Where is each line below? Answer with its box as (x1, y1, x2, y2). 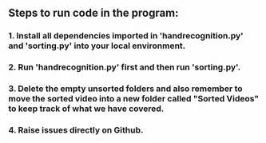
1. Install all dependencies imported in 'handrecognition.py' (8, 30, 244, 42)
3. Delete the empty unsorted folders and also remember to (8, 83, 243, 94)
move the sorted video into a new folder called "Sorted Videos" (8, 93, 260, 105)
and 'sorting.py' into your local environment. (8, 40, 186, 51)
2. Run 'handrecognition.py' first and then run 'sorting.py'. (8, 62, 241, 73)
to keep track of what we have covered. (8, 103, 165, 114)
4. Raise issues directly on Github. (8, 125, 144, 136)
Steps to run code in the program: (8, 6, 179, 20)
